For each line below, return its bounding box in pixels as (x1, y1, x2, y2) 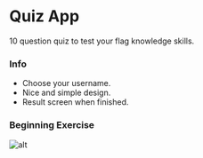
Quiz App (9, 6, 80, 27)
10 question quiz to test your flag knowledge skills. (9, 36, 195, 46)
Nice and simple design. (21, 87, 111, 99)
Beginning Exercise (9, 119, 95, 131)
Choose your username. (21, 78, 111, 89)
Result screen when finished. (21, 97, 129, 107)
